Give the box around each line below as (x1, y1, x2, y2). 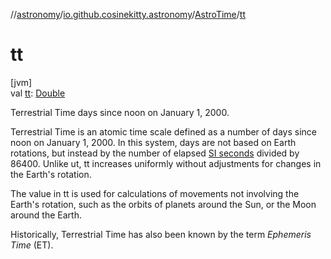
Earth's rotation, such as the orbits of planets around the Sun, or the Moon (10, 198, 317, 210)
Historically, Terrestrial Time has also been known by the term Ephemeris (10, 228, 312, 240)
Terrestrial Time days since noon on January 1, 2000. (10, 106, 230, 118)
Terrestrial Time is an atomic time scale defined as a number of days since (10, 125, 317, 138)
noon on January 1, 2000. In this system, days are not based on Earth (10, 136, 297, 148)
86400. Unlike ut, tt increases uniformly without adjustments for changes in (10, 157, 322, 169)
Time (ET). (10, 239, 54, 251)
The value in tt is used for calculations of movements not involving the (10, 187, 300, 199)
